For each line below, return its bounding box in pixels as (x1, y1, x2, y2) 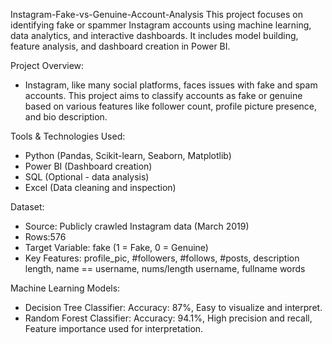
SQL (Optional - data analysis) (24, 171, 150, 183)
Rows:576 (24, 231, 67, 243)
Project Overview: (10, 60, 85, 71)
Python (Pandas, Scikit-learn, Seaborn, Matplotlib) (24, 150, 232, 161)
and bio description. (24, 111, 108, 123)
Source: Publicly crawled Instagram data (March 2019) (24, 220, 250, 232)
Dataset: (10, 201, 45, 213)
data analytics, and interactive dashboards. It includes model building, (10, 30, 299, 41)
